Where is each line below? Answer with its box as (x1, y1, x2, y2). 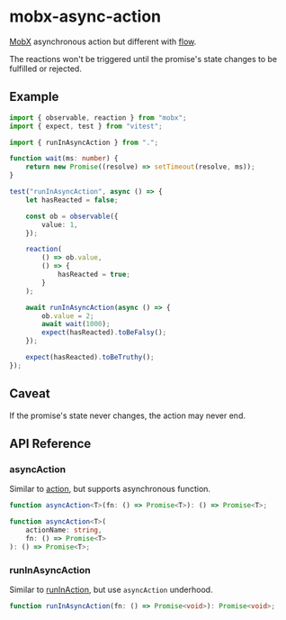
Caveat (9, 386, 51, 402)
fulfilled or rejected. (9, 63, 83, 74)
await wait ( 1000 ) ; (41, 320, 111, 329)
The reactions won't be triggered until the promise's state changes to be (9, 53, 278, 64)
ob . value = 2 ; (41, 311, 94, 321)
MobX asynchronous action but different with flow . (9, 36, 197, 47)
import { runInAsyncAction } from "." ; (9, 138, 159, 147)
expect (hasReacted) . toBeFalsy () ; (41, 328, 167, 337)
